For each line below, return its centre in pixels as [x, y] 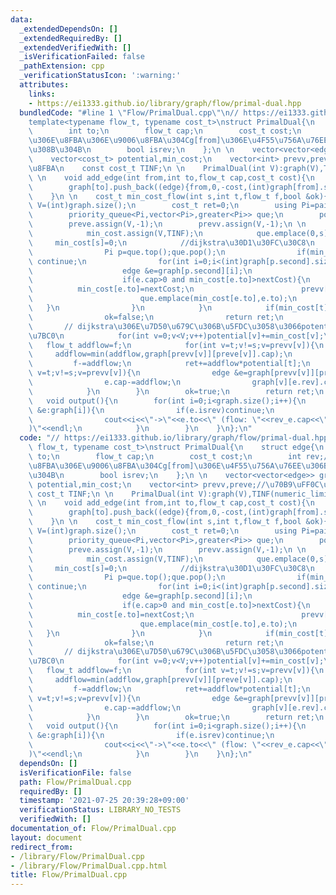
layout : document [46, 837]
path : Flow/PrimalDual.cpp [75, 782]
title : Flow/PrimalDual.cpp [69, 875]
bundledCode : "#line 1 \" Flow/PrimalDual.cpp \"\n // [129, 112]
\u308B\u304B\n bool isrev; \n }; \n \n [131, 150]
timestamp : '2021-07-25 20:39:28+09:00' [104, 801]
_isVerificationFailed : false [82, 57]
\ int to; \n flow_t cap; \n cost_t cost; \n [165, 131]
